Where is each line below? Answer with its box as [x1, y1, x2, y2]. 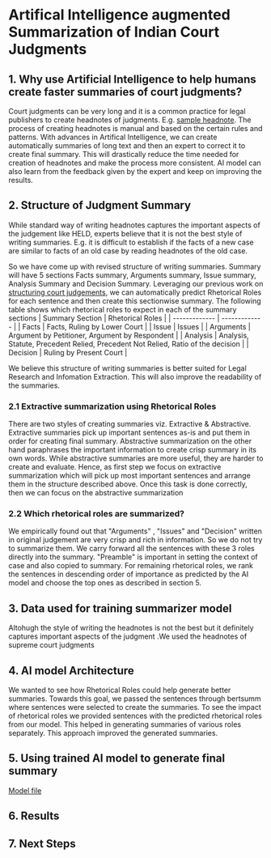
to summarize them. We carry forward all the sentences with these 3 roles [8, 544, 255, 554]
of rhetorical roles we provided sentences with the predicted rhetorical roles [8, 711, 263, 721]
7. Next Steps [8, 836, 76, 851]
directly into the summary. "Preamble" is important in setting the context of [8, 552, 259, 562]
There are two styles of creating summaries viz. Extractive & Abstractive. [8, 419, 252, 429]
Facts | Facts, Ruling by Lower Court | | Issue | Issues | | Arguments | [22, 321, 251, 331]
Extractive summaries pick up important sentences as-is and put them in [8, 427, 251, 438]
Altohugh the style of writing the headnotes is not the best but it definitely [8, 623, 254, 633]
